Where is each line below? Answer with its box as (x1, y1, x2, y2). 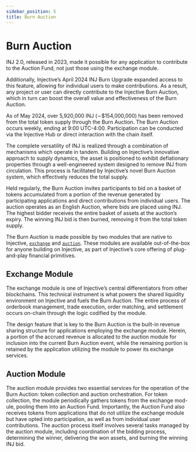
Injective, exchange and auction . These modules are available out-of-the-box (6, 239, 190, 246)
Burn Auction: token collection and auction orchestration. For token (6, 391, 168, 398)
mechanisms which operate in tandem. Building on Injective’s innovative (6, 149, 180, 156)
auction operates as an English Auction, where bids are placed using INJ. (6, 203, 183, 211)
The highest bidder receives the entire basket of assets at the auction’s (6, 210, 177, 217)
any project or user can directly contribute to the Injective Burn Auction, (6, 88, 179, 95)
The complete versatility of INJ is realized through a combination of (6, 142, 169, 149)
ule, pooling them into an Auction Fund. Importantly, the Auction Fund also (6, 403, 185, 410)
